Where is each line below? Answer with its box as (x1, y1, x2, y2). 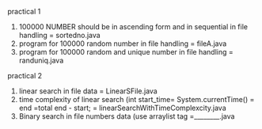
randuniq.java (18, 55, 64, 65)
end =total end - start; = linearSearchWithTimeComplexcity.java (18, 103, 226, 112)
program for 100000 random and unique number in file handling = (18, 47, 234, 56)
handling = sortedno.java (18, 31, 101, 40)
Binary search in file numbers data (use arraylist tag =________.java (18, 112, 235, 121)
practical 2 (7, 71, 43, 80)
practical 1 (7, 7, 41, 16)
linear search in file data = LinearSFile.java (18, 86, 158, 96)
